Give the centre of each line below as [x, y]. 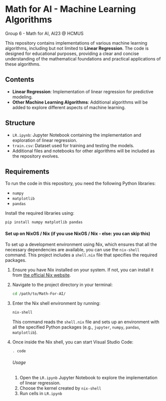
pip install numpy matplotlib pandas [44, 222]
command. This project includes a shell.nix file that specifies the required [81, 255]
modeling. [22, 97]
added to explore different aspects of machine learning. [69, 107]
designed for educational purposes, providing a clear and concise [72, 54]
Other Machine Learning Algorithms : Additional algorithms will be [80, 102]
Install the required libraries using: [40, 213]
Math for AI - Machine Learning [70, 9]
